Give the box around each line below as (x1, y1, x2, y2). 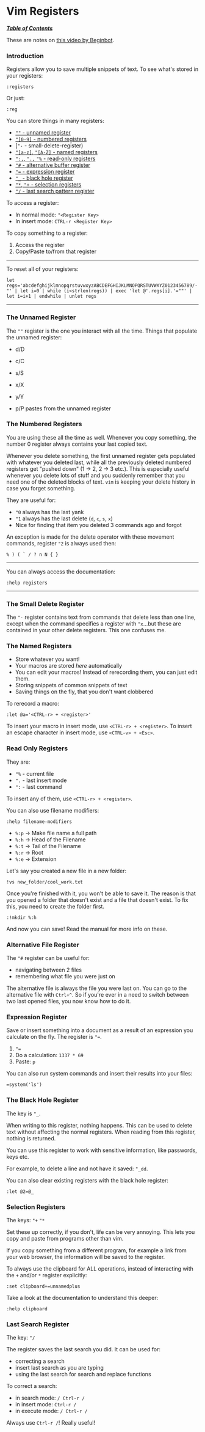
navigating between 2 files (15, 966, 82, 973)
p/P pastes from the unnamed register (15, 405, 112, 412)
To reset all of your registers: (6, 265, 79, 273)
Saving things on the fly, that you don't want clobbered (15, 688, 154, 695)
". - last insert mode (15, 777, 67, 784)
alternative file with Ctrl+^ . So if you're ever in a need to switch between (6, 991, 189, 998)
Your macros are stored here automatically (15, 662, 123, 670)
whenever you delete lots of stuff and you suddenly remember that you (6, 471, 185, 479)
